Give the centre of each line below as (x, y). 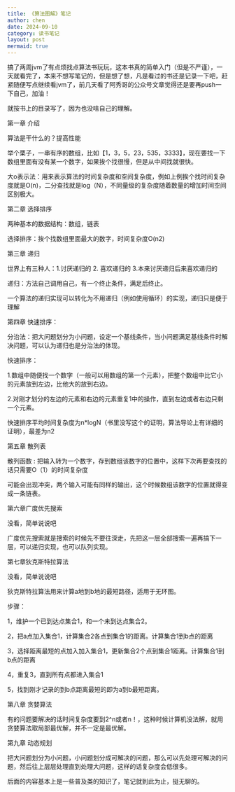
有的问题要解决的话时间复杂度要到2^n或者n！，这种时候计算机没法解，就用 (115, 719)
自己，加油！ (31, 93)
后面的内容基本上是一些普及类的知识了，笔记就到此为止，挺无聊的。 (105, 781)
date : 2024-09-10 (33, 27)
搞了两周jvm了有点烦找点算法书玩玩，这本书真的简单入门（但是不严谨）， (112, 67)
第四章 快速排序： (33, 322)
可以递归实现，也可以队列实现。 (65, 547)
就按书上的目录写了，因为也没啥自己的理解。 (72, 108)
